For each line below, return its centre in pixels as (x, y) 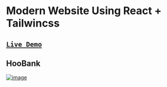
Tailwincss (33, 23)
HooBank (23, 63)
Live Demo (24, 44)
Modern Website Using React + (84, 11)
